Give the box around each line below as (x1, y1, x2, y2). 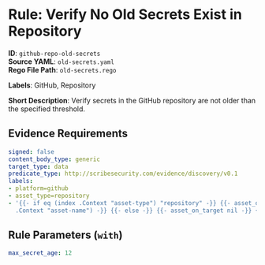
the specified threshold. (8, 104, 85, 114)
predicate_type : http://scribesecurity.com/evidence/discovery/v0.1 (8, 170, 238, 178)
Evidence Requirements (8, 127, 129, 140)
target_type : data (8, 162, 69, 170)
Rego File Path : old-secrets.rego (8, 65, 117, 74)
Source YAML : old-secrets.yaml (8, 57, 114, 66)
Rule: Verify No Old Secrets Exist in (8, 6, 242, 24)
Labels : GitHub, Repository (8, 80, 96, 90)
